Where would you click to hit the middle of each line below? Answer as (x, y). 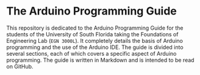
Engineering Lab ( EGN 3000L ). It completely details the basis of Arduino (95, 41)
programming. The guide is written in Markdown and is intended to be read (100, 60)
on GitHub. (20, 66)
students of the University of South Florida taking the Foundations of (92, 34)
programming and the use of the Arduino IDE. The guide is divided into (95, 47)
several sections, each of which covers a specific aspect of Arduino (91, 53)
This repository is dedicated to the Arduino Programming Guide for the (95, 28)
